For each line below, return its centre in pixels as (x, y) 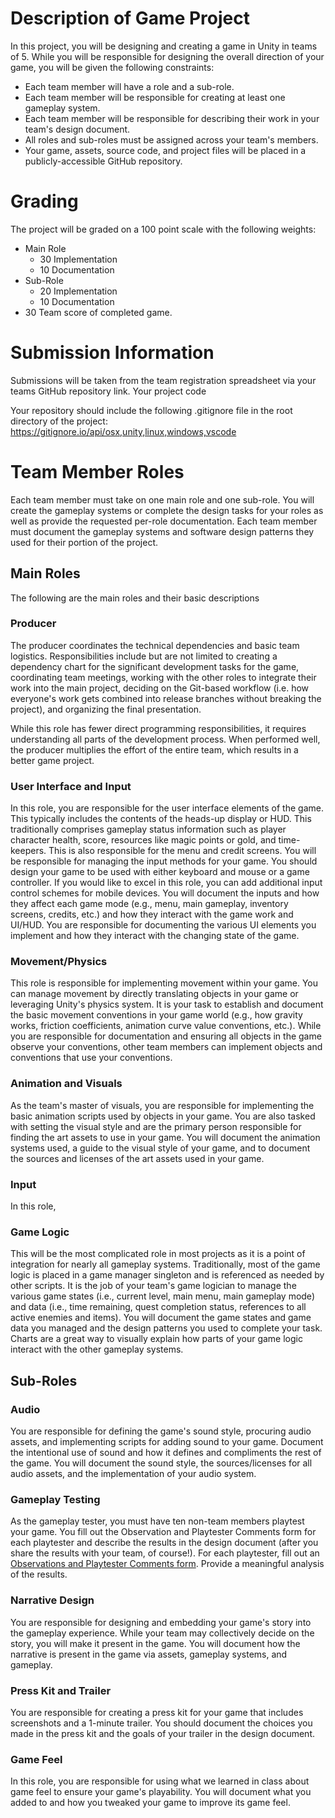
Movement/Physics (59, 962)
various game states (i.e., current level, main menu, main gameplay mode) (162, 1296)
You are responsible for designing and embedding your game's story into (161, 1622)
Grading (44, 201)
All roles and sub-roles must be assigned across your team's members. (171, 139)
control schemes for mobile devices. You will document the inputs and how (165, 893)
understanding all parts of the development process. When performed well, (165, 739)
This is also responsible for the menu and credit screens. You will (182, 851)
